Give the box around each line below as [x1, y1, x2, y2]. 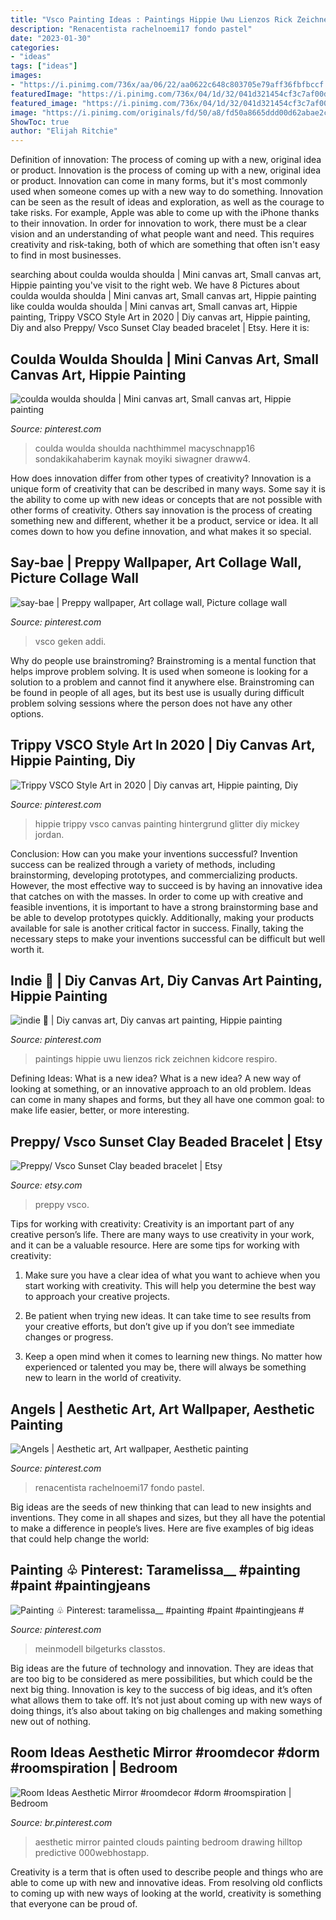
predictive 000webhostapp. [34, 1846, 150, 1858]
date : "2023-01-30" [10, 33, 92, 43]
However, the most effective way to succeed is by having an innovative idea [10, 879, 323, 891]
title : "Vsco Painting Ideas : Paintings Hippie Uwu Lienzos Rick [10, 14, 293, 25]
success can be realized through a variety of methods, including [10, 858, 276, 870]
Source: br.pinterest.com [10, 1816, 113, 1828]
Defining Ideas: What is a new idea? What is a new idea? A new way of [10, 1072, 302, 1085]
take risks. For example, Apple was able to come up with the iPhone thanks [10, 207, 320, 219]
